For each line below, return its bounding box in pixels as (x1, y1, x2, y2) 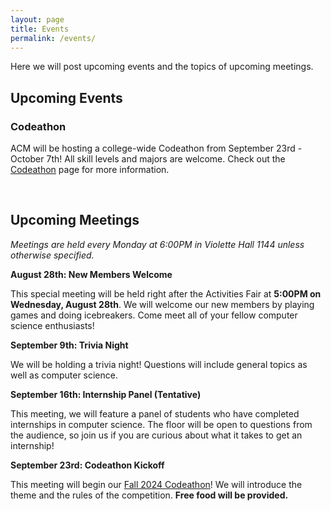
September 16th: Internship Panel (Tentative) (10, 388, 202, 400)
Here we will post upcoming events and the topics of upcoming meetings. (10, 61, 314, 73)
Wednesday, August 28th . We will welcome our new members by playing (10, 298, 315, 310)
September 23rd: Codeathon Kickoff (10, 459, 165, 471)
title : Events (10, 24, 70, 34)
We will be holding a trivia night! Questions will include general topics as (10, 358, 308, 370)
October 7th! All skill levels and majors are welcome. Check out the (10, 153, 286, 165)
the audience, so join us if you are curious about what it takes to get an (10, 429, 303, 441)
